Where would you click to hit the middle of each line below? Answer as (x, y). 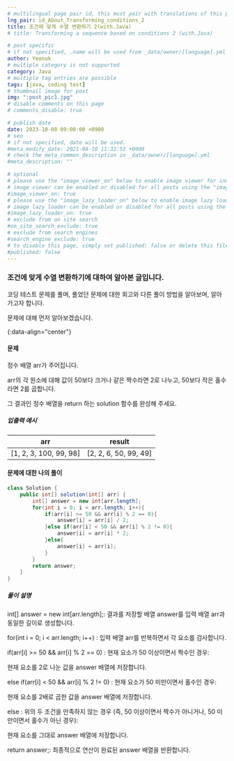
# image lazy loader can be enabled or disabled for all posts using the (117, 207)
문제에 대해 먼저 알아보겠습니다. (50, 317)
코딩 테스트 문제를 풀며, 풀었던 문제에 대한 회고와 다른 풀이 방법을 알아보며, (108, 294)
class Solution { (32, 488)
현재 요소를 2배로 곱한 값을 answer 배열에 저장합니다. (80, 697)
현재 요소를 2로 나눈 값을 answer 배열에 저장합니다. (77, 667)
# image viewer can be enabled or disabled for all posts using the (109, 187)
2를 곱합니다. (38, 389)
